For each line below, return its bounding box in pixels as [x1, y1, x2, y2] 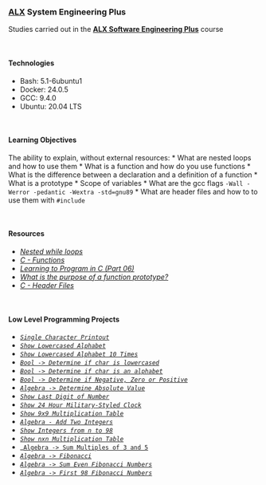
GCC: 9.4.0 [19, 93, 57, 102]
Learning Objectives [8, 135, 77, 145]
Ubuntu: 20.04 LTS [19, 101, 82, 111]
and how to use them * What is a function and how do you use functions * [8, 161, 251, 171]
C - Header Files [19, 280, 74, 290]
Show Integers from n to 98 [19, 427, 113, 435]
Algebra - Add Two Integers [19, 418, 113, 427]
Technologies [8, 58, 55, 68]
